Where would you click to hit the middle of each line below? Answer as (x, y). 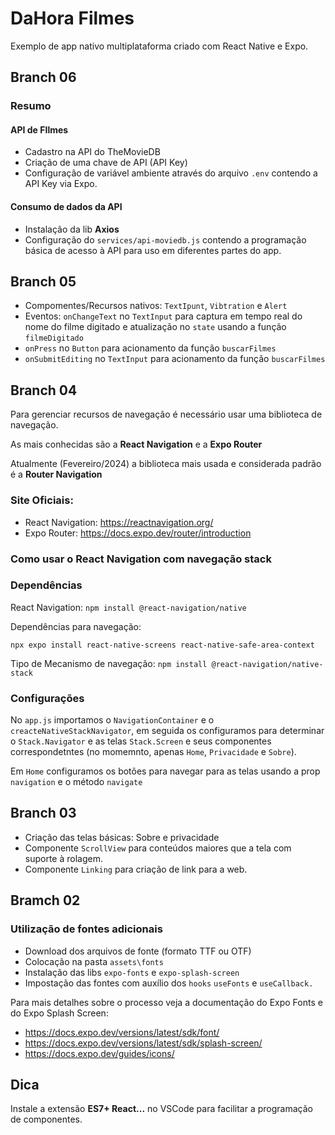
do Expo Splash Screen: (59, 1013)
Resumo (31, 106)
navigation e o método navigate (76, 782)
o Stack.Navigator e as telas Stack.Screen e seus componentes (141, 741)
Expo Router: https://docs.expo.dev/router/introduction (138, 533)
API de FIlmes (39, 129)
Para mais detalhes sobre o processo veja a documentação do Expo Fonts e (166, 1002)
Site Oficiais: (42, 500)
